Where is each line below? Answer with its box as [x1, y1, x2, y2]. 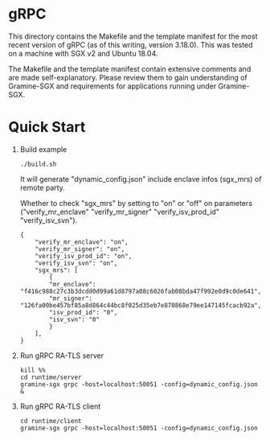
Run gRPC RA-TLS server [19, 351, 104, 360]
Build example [19, 144, 67, 154]
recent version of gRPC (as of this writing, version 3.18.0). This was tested [8, 39, 253, 49]
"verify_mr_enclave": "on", [35, 238, 129, 246]
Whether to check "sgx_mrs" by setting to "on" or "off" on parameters [19, 198, 253, 208]
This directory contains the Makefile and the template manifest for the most [8, 31, 258, 41]
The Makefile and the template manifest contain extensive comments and [8, 64, 252, 73]
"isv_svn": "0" [49, 315, 100, 323]
